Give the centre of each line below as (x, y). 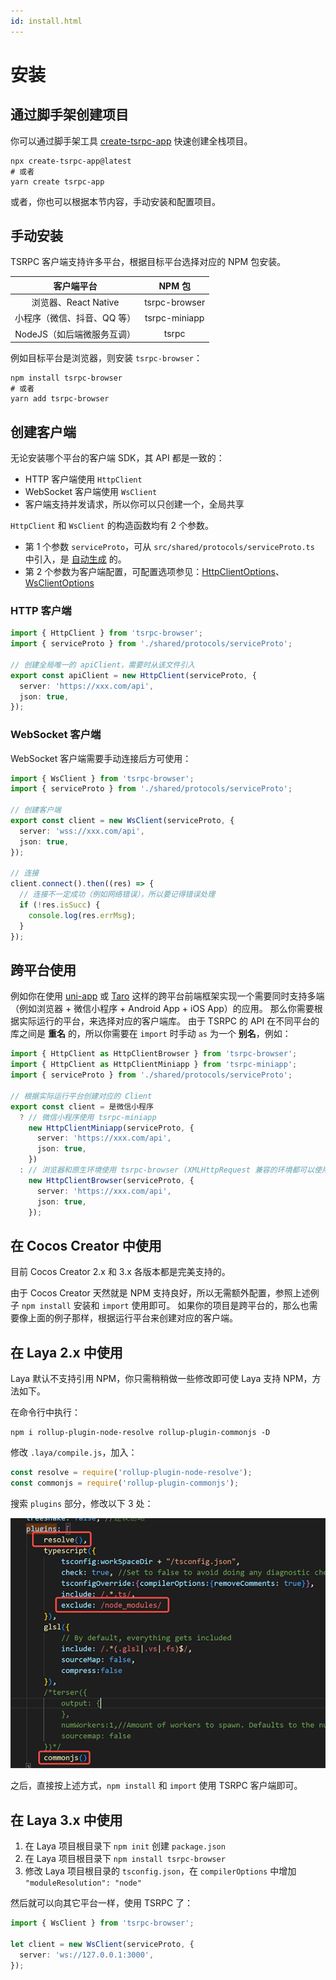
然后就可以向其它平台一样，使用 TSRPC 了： (102, 1903)
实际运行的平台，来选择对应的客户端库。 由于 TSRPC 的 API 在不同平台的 (169, 1021)
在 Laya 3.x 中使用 (66, 1820)
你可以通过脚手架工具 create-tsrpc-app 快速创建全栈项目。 (131, 141)
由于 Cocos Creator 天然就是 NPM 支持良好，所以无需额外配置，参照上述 (160, 1293)
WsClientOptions (59, 583)
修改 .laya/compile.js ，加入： (74, 1452)
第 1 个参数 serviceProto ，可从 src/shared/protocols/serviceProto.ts (169, 546)
